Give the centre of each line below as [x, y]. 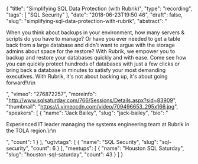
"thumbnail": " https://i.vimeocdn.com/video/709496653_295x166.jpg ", [92, 106]
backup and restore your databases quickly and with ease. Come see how [96, 58]
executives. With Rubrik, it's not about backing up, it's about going [87, 76]
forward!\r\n [21, 83]
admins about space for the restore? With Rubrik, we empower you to [91, 51]
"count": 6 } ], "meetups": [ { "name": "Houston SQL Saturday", [107, 148]
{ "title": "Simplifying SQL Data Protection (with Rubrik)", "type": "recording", [99, 9]
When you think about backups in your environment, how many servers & [95, 32]
